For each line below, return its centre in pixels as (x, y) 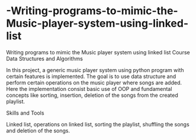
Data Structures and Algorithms (44, 58)
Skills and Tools (25, 113)
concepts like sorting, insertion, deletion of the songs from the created (92, 95)
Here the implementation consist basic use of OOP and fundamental (89, 89)
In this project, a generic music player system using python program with (95, 70)
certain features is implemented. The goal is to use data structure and (91, 76)
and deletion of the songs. (38, 131)
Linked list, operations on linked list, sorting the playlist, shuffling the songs (98, 124)
